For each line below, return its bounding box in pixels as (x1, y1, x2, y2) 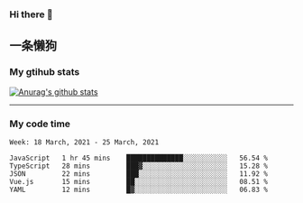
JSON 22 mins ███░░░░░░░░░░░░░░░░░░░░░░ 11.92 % (9, 169, 269, 179)
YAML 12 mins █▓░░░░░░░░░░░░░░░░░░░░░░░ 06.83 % (9, 185, 269, 194)
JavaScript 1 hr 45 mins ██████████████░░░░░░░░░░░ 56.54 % (9, 153, 269, 162)
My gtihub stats (9, 66, 80, 78)
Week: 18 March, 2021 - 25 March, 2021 (9, 137, 160, 147)
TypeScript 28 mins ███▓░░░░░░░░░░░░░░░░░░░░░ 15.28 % (9, 161, 269, 171)
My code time (9, 117, 70, 130)
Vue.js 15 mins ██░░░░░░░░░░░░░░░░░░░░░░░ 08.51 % (9, 177, 269, 186)
